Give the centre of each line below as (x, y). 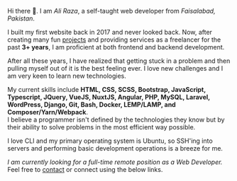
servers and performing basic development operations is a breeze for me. (115, 148)
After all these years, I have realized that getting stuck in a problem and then (119, 61)
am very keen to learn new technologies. (67, 76)
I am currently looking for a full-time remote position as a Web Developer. (115, 162)
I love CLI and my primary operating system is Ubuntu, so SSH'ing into (110, 141)
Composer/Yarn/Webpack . (48, 112)
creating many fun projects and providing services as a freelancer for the (114, 40)
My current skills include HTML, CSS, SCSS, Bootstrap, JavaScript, (106, 89)
